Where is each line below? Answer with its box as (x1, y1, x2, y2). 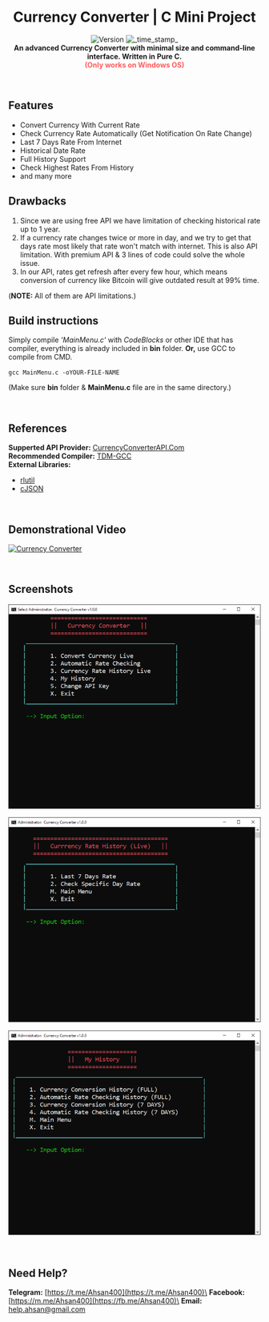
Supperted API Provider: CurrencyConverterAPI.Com (8, 443, 185, 453)
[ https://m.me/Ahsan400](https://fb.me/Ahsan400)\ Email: (8, 1296, 203, 1306)
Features (8, 99, 54, 112)
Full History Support (19, 154, 86, 163)
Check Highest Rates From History (19, 163, 134, 172)
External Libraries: (8, 460, 71, 470)
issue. (19, 258, 40, 268)
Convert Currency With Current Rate (19, 120, 140, 130)
